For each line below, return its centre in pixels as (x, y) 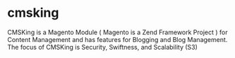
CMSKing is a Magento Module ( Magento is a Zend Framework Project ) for (117, 32)
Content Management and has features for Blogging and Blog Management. (117, 39)
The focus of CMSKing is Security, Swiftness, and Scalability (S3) (102, 47)
